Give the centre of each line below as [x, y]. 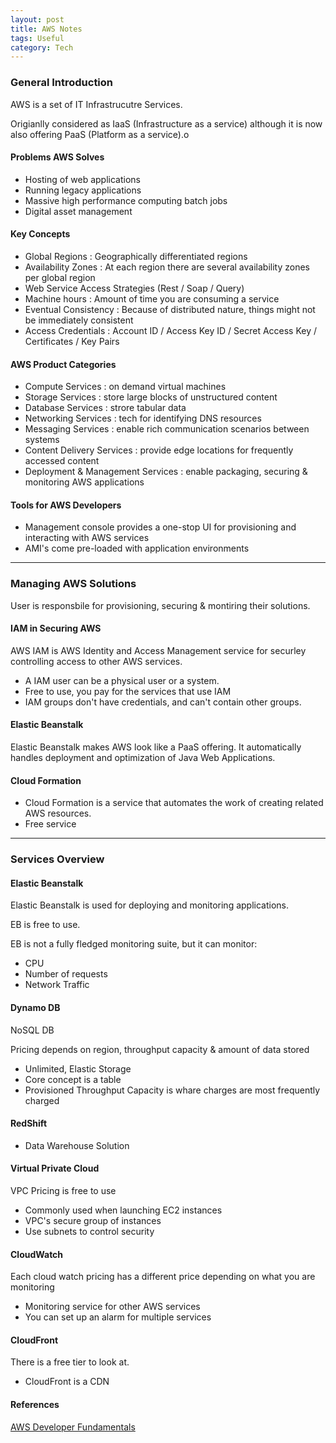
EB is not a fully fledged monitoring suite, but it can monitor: [134, 944]
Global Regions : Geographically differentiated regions [136, 256]
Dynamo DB [35, 1007]
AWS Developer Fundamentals [73, 1427]
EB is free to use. [45, 925]
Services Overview [57, 859]
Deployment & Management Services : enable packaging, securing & [166, 472]
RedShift [29, 1123]
